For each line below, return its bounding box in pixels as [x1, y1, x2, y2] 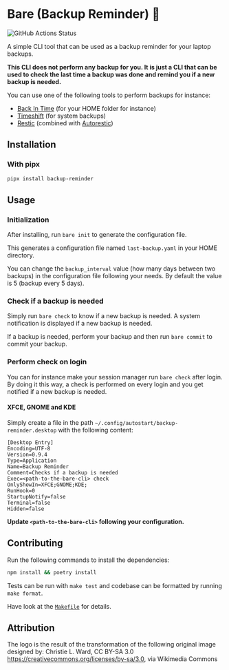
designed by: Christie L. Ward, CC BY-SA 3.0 [7, 647, 134, 656]
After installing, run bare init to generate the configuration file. [7, 231, 187, 239]
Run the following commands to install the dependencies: [7, 556, 170, 564]
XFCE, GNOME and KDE [7, 403, 76, 412]
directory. [7, 251, 34, 260]
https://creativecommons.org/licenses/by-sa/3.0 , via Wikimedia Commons [7, 655, 218, 663]
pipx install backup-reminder [7, 175, 94, 182]
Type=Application [7, 457, 57, 464]
